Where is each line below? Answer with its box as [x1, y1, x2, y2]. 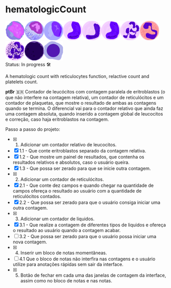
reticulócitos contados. [12, 193, 61, 199]
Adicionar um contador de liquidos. [20, 216, 95, 222]
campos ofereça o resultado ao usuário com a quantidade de [12, 187, 142, 194]
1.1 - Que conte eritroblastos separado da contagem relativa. [19, 147, 146, 153]
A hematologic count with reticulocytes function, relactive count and [5, 73, 149, 79]
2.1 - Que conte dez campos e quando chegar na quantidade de [19, 182, 154, 188]
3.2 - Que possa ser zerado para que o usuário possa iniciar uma [19, 233, 157, 239]
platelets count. [5, 79, 38, 85]
